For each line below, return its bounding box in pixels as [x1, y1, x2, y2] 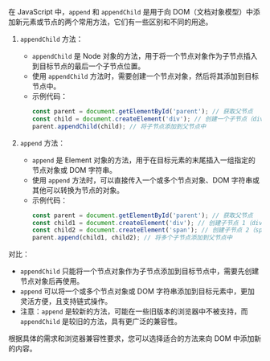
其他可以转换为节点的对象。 [31, 185, 125, 195]
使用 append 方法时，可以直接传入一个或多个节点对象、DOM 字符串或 [31, 175, 260, 185]
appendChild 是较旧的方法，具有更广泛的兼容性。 [19, 317, 182, 326]
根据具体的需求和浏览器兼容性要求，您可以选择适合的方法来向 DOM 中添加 [8, 334, 255, 343]
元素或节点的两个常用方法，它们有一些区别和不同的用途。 [22, 17, 213, 27]
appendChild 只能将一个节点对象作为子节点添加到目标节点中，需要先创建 [19, 266, 260, 276]
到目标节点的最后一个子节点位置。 [31, 61, 145, 71]
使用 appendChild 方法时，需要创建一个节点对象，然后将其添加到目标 [31, 72, 260, 80]
